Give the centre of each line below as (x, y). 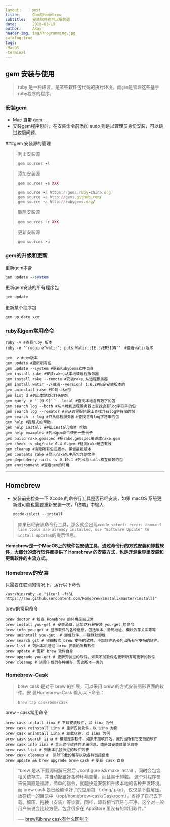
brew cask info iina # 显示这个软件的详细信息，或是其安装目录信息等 (72, 745)
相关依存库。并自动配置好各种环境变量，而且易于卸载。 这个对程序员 (89, 777)
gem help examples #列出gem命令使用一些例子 (49, 433)
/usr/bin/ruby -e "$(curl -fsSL (39, 594)
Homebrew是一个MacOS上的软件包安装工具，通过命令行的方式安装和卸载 (82, 546)
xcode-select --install (38, 514)
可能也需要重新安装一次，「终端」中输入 (62, 504)
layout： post (23, 10)
